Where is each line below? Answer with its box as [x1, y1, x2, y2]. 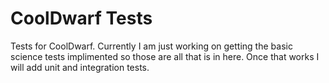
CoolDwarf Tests [10, 7, 153, 30]
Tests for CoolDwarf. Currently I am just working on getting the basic [10, 40, 293, 52]
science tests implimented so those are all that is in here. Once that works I [10, 50, 320, 62]
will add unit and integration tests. [10, 61, 150, 73]
